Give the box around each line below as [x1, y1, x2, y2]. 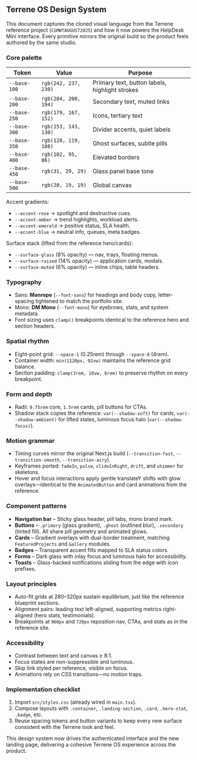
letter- [158, 291, 173, 298]
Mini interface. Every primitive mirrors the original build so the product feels [6, 32, 189, 40]
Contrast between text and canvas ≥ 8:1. [14, 652, 113, 659]
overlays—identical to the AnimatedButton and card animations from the [14, 481, 187, 488]
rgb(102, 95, [41, 151, 78, 158]
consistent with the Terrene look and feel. [14, 724, 116, 731]
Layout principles [6, 580, 57, 588]
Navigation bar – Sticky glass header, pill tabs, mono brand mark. [14, 515, 174, 522]
